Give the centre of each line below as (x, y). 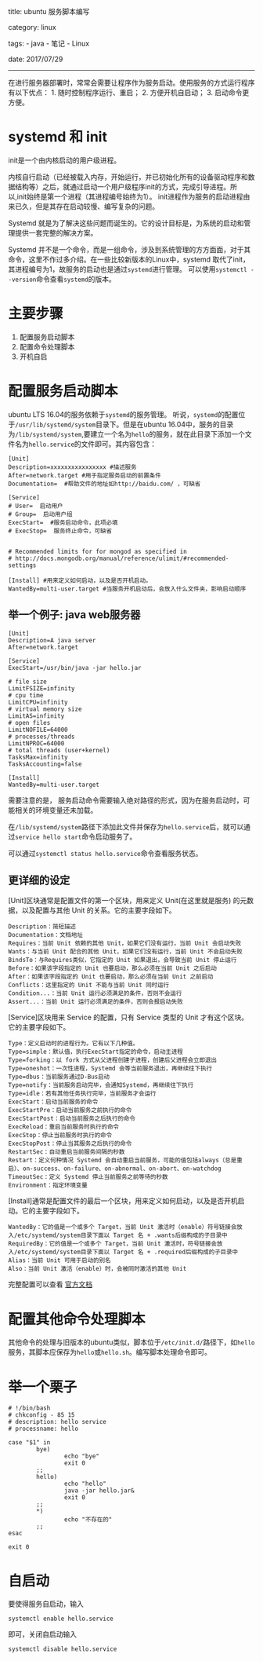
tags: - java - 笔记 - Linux (49, 43)
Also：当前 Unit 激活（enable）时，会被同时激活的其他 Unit (97, 1269)
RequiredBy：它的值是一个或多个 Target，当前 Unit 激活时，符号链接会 (113, 1244)
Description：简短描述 (42, 927)
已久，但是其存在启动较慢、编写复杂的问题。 (86, 206)
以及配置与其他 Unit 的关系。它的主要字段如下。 (99, 910)
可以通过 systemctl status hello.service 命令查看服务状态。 (105, 853)
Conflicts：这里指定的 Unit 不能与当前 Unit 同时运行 (89, 985)
